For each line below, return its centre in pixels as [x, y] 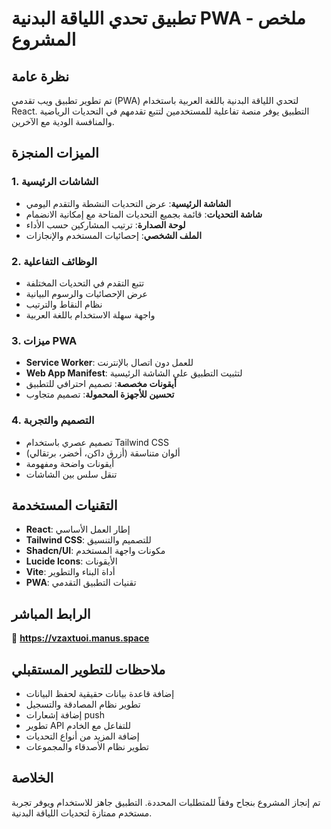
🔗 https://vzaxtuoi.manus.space [80, 638]
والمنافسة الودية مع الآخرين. [63, 121]
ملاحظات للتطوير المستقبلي [88, 669]
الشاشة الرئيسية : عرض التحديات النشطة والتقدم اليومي [128, 203]
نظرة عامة [40, 76]
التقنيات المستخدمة [64, 505]
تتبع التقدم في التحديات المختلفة [85, 283]
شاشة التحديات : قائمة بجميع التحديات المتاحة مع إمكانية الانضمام [144, 214]
